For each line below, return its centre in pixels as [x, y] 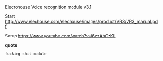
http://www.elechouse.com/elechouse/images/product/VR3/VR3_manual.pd [81, 21]
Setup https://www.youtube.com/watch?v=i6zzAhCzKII [60, 36]
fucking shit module [26, 54]
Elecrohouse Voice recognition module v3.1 [48, 7]
